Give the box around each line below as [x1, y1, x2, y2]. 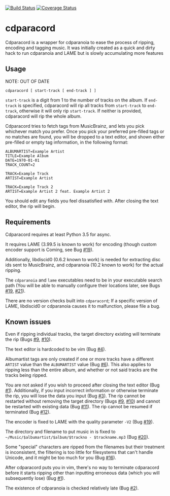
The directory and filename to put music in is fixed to [5, 429, 116, 435]
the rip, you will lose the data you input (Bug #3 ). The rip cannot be [5, 393, 146, 399]
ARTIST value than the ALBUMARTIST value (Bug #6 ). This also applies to [5, 362, 151, 368]
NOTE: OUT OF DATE [5, 78, 50, 84]
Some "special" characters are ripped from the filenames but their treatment [5, 444, 165, 450]
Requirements [5, 218, 51, 227]
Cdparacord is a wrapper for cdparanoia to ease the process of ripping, [5, 39, 155, 45]
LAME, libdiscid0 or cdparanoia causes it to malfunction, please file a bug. [5, 303, 161, 309]
